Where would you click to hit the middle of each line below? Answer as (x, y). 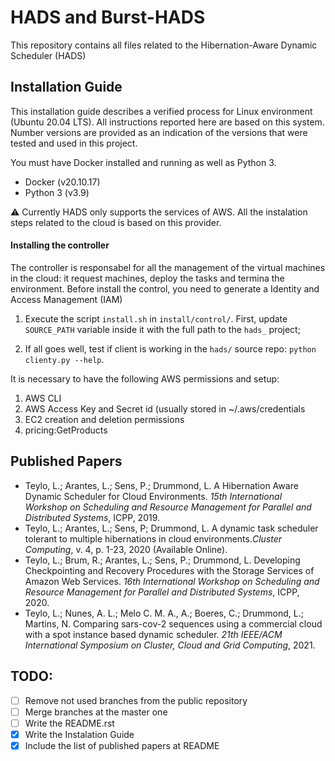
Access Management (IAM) (66, 299)
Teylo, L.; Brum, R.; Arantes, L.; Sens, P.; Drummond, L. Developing (162, 560)
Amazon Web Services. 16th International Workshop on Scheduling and (172, 581)
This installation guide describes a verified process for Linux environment (161, 111)
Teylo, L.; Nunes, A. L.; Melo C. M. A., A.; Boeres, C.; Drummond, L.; (164, 613)
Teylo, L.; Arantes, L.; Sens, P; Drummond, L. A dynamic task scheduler (171, 528)
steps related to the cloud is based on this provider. (116, 222)
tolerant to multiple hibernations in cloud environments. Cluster (153, 538)
